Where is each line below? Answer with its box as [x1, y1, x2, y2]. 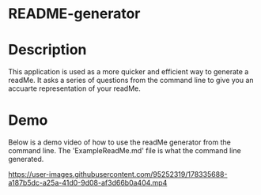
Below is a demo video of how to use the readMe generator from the [8, 137, 231, 147]
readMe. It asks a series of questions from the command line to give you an [8, 76, 255, 85]
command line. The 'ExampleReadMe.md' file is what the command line [8, 146, 241, 156]
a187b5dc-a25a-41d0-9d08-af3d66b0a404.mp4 [8, 178, 168, 188]
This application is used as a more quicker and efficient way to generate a [8, 67, 249, 77]
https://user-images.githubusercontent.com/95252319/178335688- [8, 170, 228, 179]
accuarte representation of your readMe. [8, 84, 141, 93]
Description [8, 41, 87, 59]
